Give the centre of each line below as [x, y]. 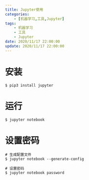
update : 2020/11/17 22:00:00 [35, 46]
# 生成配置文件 [18, 155]
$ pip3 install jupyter [29, 85]
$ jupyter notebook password [35, 173]
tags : [11, 23]
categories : [17, 14]
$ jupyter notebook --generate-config [44, 159]
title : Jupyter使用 [24, 10]
